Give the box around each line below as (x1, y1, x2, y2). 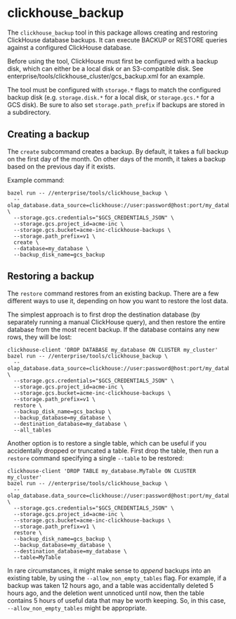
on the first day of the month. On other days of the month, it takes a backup (7, 154, 226, 163)
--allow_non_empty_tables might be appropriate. (7, 603, 147, 612)
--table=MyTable (13, 553, 61, 561)
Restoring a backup (7, 270, 95, 283)
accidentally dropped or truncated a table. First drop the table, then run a (7, 446, 219, 455)
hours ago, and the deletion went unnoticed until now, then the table (7, 589, 205, 597)
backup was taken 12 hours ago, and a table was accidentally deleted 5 (7, 581, 214, 589)
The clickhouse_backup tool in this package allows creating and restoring (7, 28, 218, 37)
